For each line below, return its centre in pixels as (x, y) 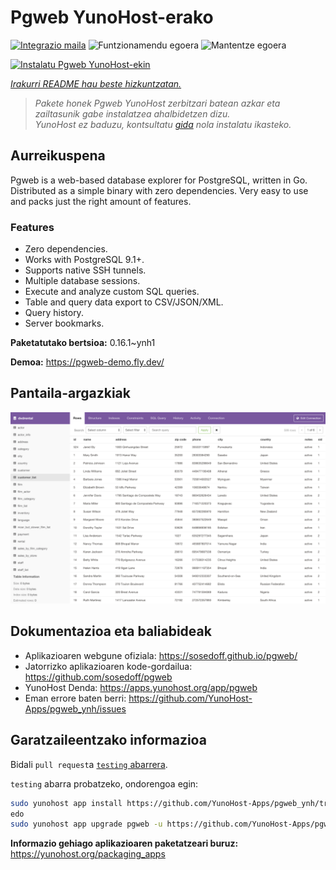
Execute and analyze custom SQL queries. (112, 292)
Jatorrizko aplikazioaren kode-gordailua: (108, 666)
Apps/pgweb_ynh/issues (75, 708)
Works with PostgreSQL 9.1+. (84, 260)
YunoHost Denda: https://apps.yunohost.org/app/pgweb (141, 687)
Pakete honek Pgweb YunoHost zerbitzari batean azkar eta (157, 103)
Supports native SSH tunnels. (85, 270)
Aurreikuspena (58, 156)
